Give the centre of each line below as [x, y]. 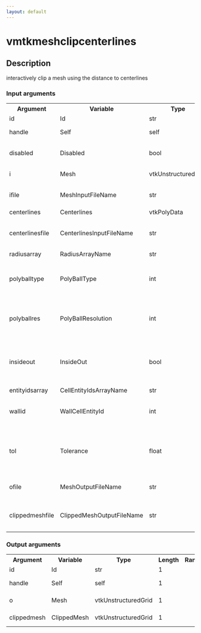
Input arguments [31, 93]
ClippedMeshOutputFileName [101, 515]
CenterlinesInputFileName [96, 233]
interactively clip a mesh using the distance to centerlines [77, 78]
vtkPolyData [166, 212]
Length [169, 560]
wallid [17, 411]
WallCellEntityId [82, 411]
